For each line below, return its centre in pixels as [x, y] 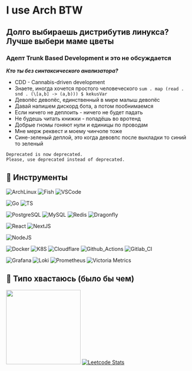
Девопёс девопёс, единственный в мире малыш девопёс [87, 100]
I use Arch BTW [44, 10]
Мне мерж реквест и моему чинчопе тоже [68, 131]
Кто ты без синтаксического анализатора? [62, 71]
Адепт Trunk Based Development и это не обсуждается [89, 58]
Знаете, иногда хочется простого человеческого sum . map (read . [99, 88]
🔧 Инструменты [37, 178]
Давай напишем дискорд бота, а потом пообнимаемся [84, 106]
